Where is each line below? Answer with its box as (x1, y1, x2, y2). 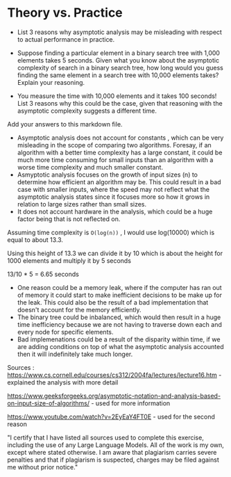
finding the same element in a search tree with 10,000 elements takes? (17, 71, 219, 79)
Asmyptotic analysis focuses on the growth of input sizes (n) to (17, 170, 198, 179)
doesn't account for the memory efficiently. (17, 305, 142, 314)
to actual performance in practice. (17, 35, 115, 43)
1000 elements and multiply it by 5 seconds (7, 256, 132, 265)
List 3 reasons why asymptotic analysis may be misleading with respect (17, 28, 222, 36)
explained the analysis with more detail (7, 378, 119, 387)
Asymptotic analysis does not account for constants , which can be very (17, 134, 224, 142)
